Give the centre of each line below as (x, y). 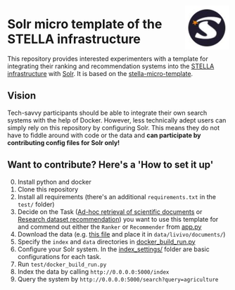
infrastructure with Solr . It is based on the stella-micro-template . (100, 73)
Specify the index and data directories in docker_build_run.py (106, 241)
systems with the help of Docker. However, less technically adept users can (117, 120)
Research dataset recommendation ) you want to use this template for (118, 219)
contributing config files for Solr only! (64, 142)
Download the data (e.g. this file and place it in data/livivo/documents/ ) (121, 234)
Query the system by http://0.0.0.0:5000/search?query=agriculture (118, 279)
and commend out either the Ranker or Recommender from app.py (109, 227)
